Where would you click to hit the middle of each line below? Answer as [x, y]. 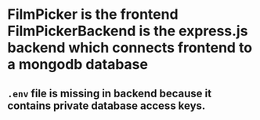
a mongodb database [78, 65]
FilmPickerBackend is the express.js [128, 31]
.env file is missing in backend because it [110, 93]
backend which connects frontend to [130, 48]
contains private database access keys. [107, 105]
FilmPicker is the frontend [93, 15]
